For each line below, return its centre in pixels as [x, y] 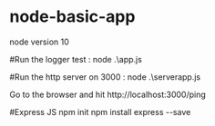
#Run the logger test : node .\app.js [76, 59]
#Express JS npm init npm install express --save [100, 111]
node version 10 [40, 42]
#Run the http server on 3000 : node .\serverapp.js [105, 77]
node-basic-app [72, 17]
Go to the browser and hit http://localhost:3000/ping [108, 94]
